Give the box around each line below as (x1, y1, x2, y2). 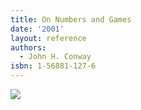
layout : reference (10, 33, 87, 43)
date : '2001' (10, 24, 65, 34)
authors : (10, 42, 47, 53)
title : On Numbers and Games (10, 14, 132, 25)
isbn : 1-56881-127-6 (10, 61, 97, 71)
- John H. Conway (19, 52, 92, 62)
